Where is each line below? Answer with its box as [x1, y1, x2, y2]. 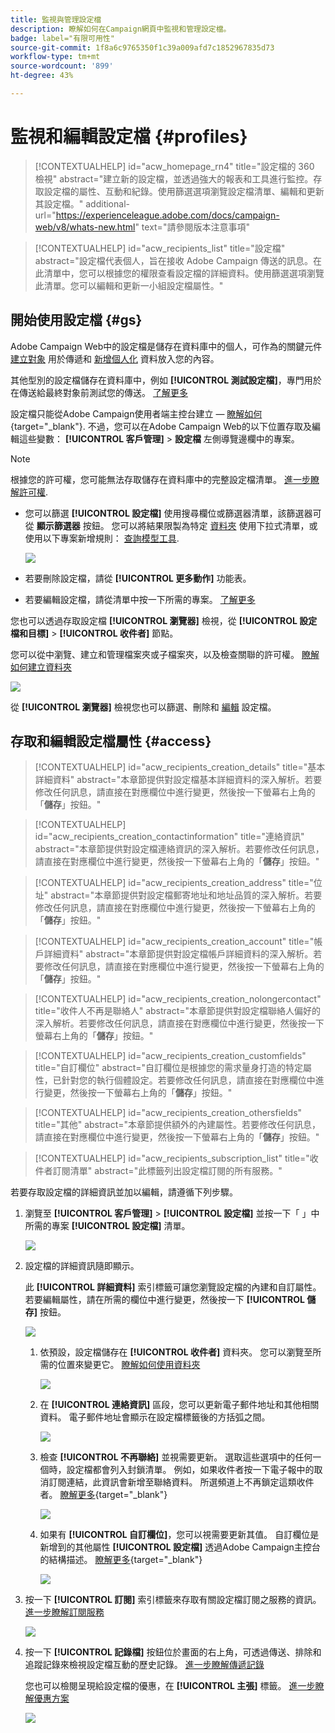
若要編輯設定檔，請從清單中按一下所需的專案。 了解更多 [24, 593, 256, 605]
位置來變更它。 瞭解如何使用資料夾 [57, 1359, 201, 1371]
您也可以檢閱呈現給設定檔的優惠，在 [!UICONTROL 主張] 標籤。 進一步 [24, 1680, 316, 1692]
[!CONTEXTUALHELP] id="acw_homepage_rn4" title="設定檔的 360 [34, 160, 315, 172]
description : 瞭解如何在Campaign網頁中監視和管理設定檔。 [10, 24, 232, 34]
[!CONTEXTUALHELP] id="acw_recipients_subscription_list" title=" [34, 1152, 310, 1165]
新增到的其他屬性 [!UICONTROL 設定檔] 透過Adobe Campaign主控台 [39, 1541, 321, 1553]
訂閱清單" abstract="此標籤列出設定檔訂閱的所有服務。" [52, 1165, 283, 1177]
